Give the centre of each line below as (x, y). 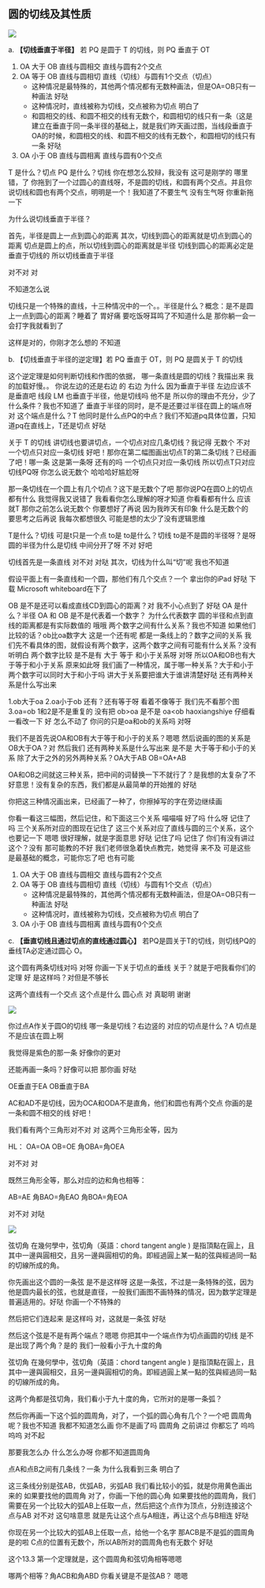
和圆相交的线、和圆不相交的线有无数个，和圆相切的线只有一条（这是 (142, 116)
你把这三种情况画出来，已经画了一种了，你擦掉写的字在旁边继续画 (115, 801)
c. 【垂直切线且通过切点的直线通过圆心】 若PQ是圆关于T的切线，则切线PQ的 (132, 941)
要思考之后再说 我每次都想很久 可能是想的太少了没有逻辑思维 (107, 518)
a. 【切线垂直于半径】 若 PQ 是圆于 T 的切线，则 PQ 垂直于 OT (109, 49)
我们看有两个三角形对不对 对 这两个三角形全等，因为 (93, 1129)
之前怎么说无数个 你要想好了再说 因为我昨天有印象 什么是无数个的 (142, 508)
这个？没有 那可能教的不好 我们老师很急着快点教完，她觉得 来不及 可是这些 (129, 847)
